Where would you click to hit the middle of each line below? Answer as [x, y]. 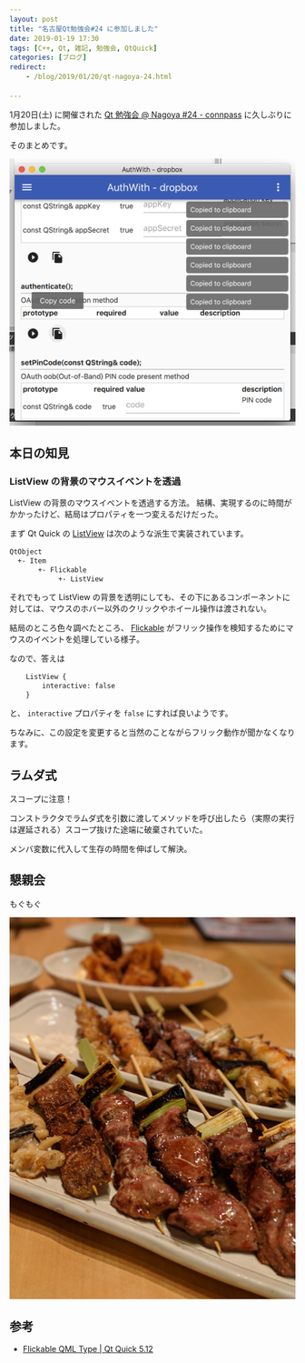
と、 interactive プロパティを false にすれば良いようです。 [121, 713]
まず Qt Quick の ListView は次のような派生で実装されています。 [129, 534]
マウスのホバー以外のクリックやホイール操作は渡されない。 [160, 608]
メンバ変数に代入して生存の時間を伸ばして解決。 [101, 849]
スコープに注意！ [41, 799]
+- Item [32, 561]
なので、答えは [37, 658]
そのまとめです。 [41, 145]
